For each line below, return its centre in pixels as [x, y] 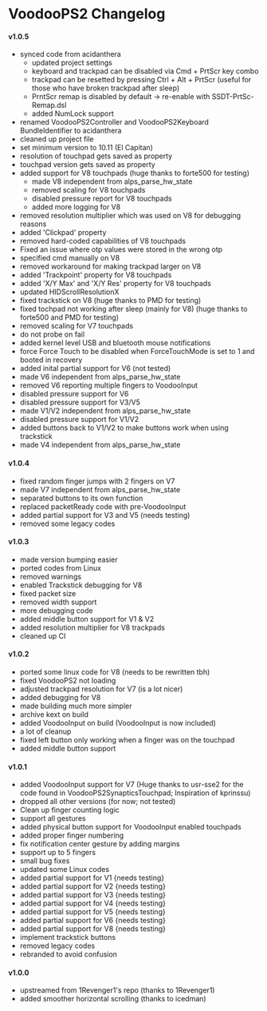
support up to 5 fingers [58, 853]
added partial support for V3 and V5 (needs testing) [105, 515]
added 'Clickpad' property [63, 233]
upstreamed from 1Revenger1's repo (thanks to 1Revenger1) [117, 990]
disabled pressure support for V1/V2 [79, 420]
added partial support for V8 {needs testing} [92, 929]
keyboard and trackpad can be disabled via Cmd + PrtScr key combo [145, 71]
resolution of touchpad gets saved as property [96, 156]
